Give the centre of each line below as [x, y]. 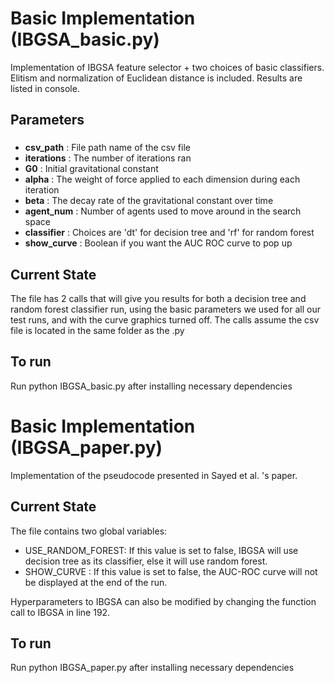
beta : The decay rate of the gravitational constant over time [149, 201]
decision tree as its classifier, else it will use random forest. [146, 561]
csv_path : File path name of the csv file [107, 148]
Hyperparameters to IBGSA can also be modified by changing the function [163, 601]
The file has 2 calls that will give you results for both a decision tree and [158, 299]
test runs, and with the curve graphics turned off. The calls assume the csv [165, 320]
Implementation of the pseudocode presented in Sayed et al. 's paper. [154, 475]
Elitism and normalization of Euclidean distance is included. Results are [156, 78]
